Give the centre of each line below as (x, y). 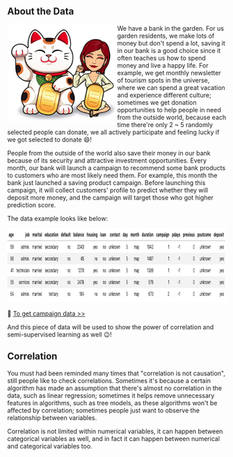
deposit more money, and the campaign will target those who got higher (111, 197)
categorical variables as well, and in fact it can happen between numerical (114, 438)
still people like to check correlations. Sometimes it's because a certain (109, 380)
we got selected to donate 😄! (50, 140)
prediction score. (32, 204)
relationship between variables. (52, 417)
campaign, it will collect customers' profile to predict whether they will (108, 190)
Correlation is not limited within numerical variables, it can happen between (115, 431)
